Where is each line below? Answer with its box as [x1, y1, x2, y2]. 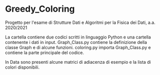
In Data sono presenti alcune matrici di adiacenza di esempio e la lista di [5, 59, 151, 65]
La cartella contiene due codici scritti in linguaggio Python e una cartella [5, 34, 151, 40]
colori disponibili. [5, 64, 40, 70]
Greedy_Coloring [5, 3, 75, 15]
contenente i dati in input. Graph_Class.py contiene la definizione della [5, 39, 147, 45]
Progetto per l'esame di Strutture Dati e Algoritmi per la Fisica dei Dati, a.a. [5, 19, 156, 25]
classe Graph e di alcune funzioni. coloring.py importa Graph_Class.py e [5, 44, 151, 50]
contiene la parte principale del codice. [5, 50, 84, 56]
